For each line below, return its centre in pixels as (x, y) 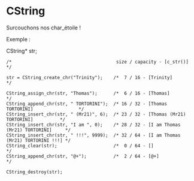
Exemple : (19, 39)
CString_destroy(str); (34, 172)
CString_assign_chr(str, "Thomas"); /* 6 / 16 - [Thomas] (88, 93)
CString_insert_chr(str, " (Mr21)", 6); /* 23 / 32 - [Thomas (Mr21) (96, 114)
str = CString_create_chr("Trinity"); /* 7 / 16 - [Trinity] (89, 77)
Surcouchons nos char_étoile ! (43, 28)
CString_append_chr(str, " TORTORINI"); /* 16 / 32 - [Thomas (87, 104)
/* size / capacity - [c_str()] (97, 62)
